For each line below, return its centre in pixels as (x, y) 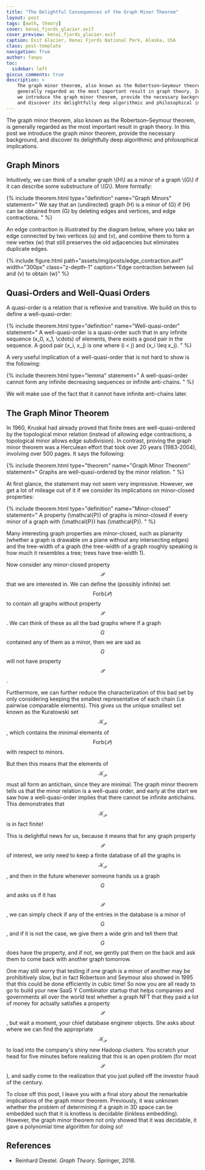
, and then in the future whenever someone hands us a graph (83, 876)
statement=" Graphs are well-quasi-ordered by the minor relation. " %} (95, 472)
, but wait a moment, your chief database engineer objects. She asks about (101, 1023)
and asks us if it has (31, 895)
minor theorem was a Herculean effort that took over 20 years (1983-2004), (102, 447)
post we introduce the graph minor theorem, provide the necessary (91, 133)
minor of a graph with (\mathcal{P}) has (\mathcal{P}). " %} (81, 522)
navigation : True (28, 52)
